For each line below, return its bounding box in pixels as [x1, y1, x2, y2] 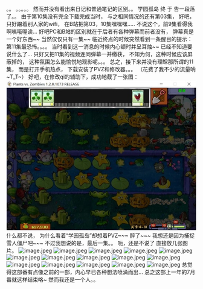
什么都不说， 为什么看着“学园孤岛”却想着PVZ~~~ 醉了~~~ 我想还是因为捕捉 [6, 232, 195, 239]
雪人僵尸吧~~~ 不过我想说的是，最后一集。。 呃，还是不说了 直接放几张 [6, 239, 183, 246]
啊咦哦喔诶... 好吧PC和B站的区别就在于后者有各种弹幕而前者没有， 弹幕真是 [6, 28, 195, 35]
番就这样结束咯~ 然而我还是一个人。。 [6, 276, 99, 283]
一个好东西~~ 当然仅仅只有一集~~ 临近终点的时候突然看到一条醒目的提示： [6, 36, 193, 42]
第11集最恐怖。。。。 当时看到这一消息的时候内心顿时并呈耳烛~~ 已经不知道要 [6, 43, 193, 50]
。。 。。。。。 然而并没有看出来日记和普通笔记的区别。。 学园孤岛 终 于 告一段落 [6, 5, 195, 12]
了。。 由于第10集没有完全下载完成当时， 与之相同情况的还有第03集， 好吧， [6, 13, 195, 20]
